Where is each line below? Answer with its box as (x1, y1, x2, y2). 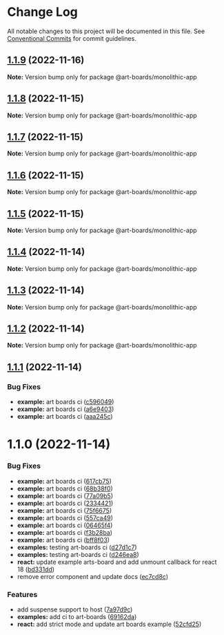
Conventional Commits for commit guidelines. (7, 34, 136, 42)
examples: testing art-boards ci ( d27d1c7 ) (17, 543, 137, 551)
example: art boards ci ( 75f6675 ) (17, 506, 112, 515)
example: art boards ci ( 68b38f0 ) (17, 484, 113, 493)
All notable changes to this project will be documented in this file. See (7, 27, 205, 35)
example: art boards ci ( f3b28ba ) (17, 528, 112, 536)
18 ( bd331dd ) (17, 565, 55, 574)
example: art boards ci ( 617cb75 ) (17, 477, 112, 485)
